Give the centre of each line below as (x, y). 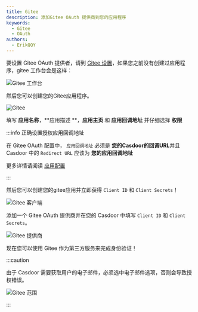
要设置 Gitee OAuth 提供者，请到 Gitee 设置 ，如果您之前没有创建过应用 (93, 63)
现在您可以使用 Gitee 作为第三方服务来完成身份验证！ (72, 248)
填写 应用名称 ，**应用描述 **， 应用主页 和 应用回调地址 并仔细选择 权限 (94, 120)
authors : (17, 39)
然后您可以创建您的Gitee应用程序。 (49, 96)
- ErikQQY (24, 45)
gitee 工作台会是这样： (44, 70)
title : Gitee (22, 12)
